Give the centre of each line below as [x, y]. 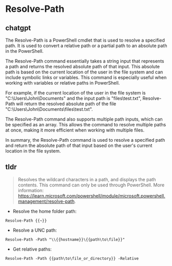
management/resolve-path [46, 201]
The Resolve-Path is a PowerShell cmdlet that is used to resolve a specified [85, 40]
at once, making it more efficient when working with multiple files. [75, 130]
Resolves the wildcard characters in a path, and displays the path [87, 179]
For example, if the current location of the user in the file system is [75, 93]
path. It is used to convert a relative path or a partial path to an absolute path [86, 46]
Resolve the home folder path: [45, 211]
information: [31, 190]
